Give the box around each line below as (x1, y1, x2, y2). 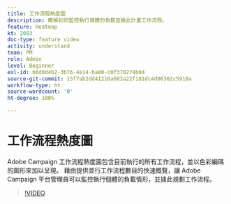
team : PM (7, 50, 33, 57)
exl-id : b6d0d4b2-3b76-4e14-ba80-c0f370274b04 (7, 68, 145, 75)
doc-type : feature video (7, 36, 80, 43)
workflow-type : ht (7, 82, 61, 89)
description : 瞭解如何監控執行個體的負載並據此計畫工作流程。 (7, 17, 167, 24)
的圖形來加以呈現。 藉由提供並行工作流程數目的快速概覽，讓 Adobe (7, 166, 201, 175)
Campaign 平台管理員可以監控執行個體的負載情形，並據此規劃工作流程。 (7, 175, 216, 183)
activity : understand (7, 43, 70, 50)
